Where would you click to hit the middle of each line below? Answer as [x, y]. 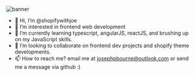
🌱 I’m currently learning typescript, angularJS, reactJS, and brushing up [102, 33]
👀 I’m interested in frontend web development [70, 27]
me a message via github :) [47, 67]
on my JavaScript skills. [43, 39]
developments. [33, 52]
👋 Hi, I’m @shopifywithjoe [46, 20]
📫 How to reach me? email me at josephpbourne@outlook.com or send [102, 58]
